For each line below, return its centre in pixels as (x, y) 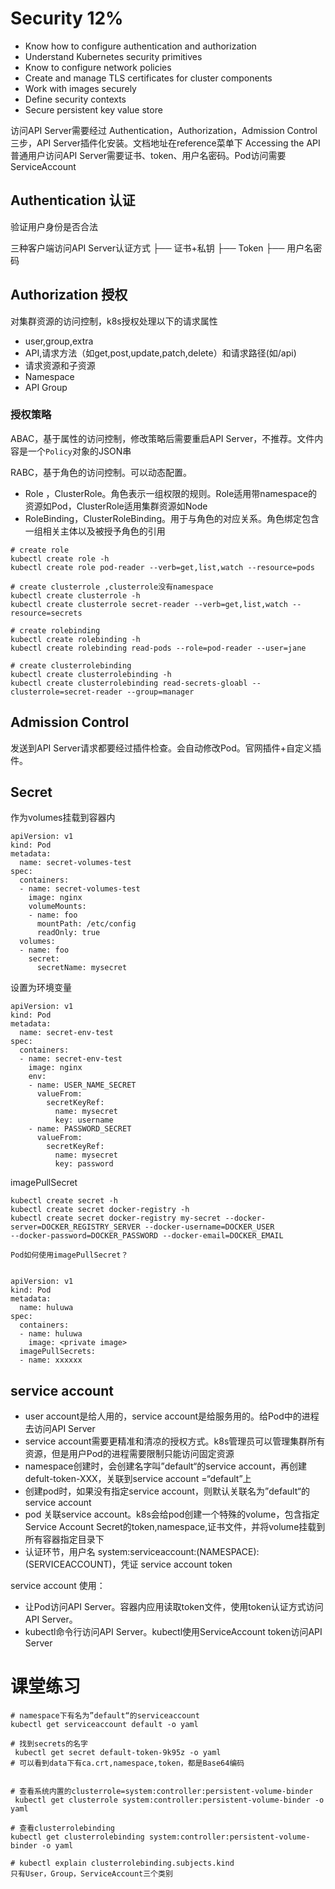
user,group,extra (59, 341)
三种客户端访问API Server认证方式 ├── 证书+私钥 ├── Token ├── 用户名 (162, 248)
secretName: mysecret (82, 968)
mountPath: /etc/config (86, 924)
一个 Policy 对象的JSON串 (79, 451)
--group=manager (160, 692)
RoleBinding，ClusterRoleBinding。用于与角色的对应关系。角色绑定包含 (172, 518)
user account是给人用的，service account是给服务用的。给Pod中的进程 (172, 1416)
